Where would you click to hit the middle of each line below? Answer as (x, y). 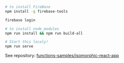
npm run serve (19, 46)
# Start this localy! (27, 42)
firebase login (20, 20)
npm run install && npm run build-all (44, 33)
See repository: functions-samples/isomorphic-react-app (62, 56)
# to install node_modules (32, 29)
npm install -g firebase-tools (36, 11)
